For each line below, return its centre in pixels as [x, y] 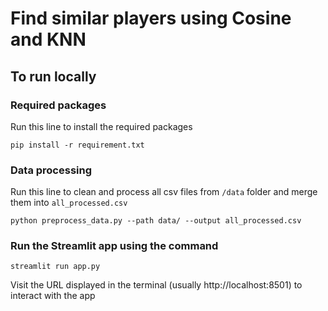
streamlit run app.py [55, 267]
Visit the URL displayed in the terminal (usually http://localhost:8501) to [156, 285]
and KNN [48, 39]
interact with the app [53, 296]
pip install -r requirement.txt [77, 145]
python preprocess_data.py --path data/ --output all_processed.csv [156, 221]
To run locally [53, 76]
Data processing [51, 170]
